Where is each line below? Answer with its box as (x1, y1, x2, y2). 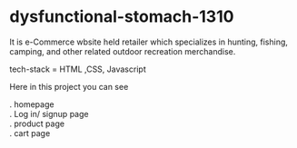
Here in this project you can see (9, 81, 129, 92)
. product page (9, 118, 65, 129)
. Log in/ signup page (9, 108, 89, 119)
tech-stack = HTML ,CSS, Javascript (9, 64, 147, 74)
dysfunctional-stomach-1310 (9, 6, 234, 27)
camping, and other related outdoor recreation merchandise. (9, 45, 236, 56)
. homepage (9, 98, 54, 110)
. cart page (9, 127, 51, 138)
